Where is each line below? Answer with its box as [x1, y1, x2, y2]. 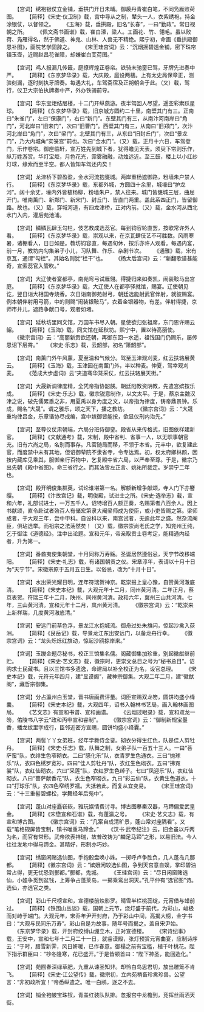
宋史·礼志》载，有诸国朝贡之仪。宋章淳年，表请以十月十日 [50, 558, 195, 565]
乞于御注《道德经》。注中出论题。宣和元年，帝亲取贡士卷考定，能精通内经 [6, 530, 190, 537]
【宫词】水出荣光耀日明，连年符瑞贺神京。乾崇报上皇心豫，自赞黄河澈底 [16, 578, 195, 586]
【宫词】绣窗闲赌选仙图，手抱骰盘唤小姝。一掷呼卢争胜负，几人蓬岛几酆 [16, 854, 195, 861]
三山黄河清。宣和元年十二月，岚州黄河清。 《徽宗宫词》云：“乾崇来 [16, 601, 194, 608]
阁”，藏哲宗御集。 [6, 681, 52, 687]
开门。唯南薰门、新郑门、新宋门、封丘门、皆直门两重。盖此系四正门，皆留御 [6, 196, 198, 203]
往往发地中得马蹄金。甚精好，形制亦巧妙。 [6, 841, 113, 848]
